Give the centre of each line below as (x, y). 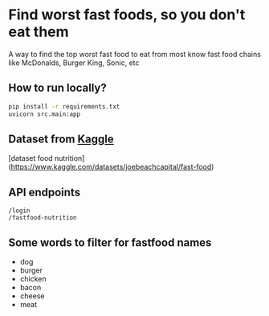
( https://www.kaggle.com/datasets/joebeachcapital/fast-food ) (111, 167)
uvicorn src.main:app (45, 114)
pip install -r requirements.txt (64, 106)
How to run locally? (57, 88)
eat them (39, 32)
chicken (33, 278)
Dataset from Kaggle (61, 139)
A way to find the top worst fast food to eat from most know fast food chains (134, 54)
